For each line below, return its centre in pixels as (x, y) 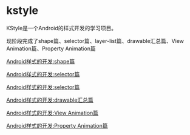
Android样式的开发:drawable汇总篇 (50, 100)
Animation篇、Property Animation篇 (51, 48)
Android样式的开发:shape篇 (41, 61)
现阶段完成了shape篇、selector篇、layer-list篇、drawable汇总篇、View (95, 41)
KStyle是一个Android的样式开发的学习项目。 (62, 28)
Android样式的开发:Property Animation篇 (57, 125)
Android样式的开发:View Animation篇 (53, 113)
